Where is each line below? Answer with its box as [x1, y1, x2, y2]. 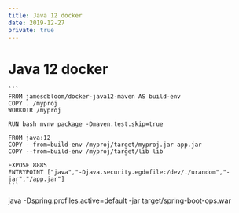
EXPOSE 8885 [8, 162, 47, 170]
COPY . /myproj [8, 100, 58, 108]
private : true [8, 26, 55, 34]
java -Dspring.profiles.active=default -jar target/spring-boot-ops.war [8, 196, 232, 205]
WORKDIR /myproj [8, 107, 61, 115]
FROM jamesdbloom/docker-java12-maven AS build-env [8, 93, 181, 101]
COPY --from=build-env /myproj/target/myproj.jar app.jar [8, 141, 202, 149]
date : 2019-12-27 [8, 19, 65, 27]
